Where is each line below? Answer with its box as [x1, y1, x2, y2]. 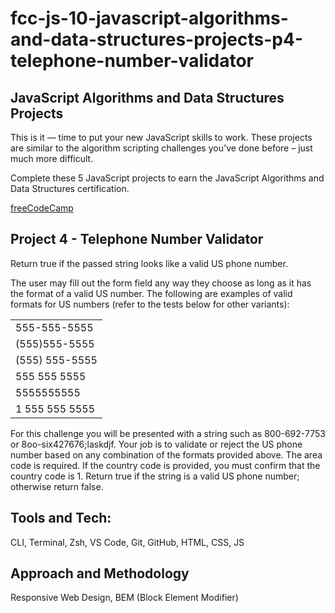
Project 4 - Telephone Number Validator [10, 231, 264, 248]
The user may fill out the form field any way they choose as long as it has [10, 277, 312, 289]
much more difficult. [10, 153, 94, 164]
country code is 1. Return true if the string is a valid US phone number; [10, 470, 300, 482]
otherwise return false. [10, 480, 104, 492]
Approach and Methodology [10, 565, 190, 582]
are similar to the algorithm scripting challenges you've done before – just [10, 142, 313, 154]
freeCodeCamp [10, 202, 74, 214]
